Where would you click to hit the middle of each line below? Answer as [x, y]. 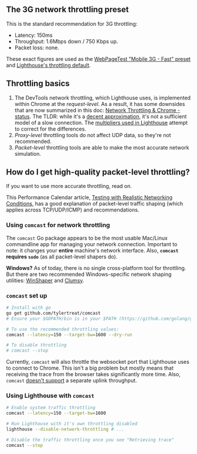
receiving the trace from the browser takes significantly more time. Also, [93, 374]
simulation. [28, 153]
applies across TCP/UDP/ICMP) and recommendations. [73, 210]
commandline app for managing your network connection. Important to [92, 244]
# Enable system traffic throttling [51, 408]
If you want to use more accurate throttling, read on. [69, 186]
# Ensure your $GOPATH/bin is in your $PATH [61, 319]
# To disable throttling [36, 345]
